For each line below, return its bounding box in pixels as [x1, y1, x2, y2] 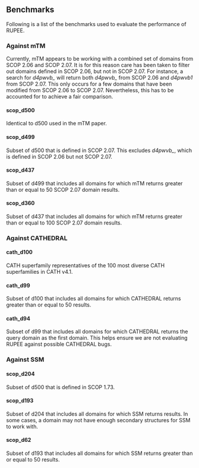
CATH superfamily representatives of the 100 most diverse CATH [6, 262, 165, 269]
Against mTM [6, 42, 46, 50]
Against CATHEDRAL [6, 234, 68, 242]
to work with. [6, 423, 39, 430]
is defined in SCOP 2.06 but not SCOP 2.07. [6, 153, 113, 160]
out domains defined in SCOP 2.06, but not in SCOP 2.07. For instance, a [6, 68, 184, 75]
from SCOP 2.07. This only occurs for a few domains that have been [6, 80, 172, 88]
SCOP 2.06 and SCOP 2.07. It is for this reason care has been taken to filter [6, 62, 190, 69]
